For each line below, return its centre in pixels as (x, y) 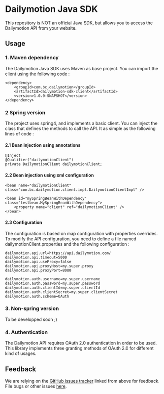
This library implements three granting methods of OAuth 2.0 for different (79, 348)
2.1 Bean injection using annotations (43, 145)
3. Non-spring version (32, 308)
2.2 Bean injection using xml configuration (49, 175)
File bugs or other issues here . (36, 386)
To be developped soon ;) (31, 319)
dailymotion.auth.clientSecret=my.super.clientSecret (62, 292)
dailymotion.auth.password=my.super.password (52, 283)
